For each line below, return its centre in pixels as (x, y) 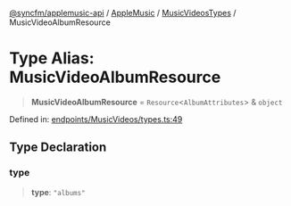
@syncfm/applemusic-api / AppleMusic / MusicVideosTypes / (123, 13)
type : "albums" (58, 192)
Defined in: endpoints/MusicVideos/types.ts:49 (96, 119)
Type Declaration (58, 148)
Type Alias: (52, 58)
